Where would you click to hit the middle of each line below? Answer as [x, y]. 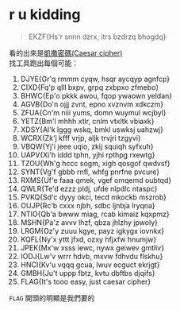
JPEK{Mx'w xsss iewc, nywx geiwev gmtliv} [92, 247]
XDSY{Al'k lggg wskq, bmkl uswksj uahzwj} [92, 130]
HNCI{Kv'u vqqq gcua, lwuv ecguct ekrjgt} [90, 265]
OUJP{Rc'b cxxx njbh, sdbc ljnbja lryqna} [88, 205]
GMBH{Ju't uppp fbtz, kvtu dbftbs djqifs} [88, 273]
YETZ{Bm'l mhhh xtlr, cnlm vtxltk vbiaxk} [87, 121]
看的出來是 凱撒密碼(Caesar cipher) [66, 52]
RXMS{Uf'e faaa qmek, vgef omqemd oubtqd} [96, 180]
